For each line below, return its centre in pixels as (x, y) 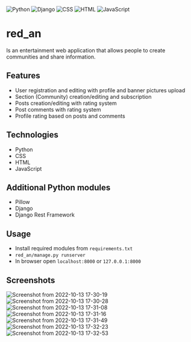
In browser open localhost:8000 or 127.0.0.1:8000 (78, 261)
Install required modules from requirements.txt (74, 249)
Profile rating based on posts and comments (70, 116)
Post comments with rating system (58, 109)
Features (23, 76)
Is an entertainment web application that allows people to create (86, 50)
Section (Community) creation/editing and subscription (83, 97)
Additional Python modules (58, 187)
